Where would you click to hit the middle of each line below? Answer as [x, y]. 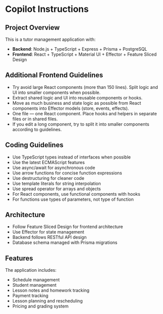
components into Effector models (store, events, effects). [71, 108]
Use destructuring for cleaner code [48, 178]
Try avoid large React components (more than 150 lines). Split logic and [85, 87]
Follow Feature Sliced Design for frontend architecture [68, 227]
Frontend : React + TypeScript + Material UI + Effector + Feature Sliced [84, 54]
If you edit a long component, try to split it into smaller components [81, 124]
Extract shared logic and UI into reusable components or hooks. [77, 97]
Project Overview [32, 28]
